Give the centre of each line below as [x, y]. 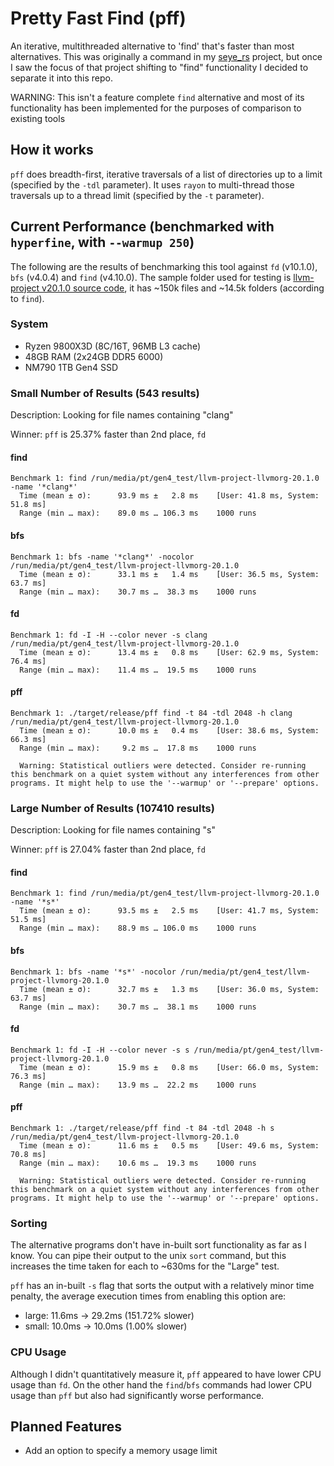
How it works [52, 150]
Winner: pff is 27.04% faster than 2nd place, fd [108, 849]
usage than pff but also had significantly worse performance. [137, 1395]
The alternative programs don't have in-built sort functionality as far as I [158, 1245]
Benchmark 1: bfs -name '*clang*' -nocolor [102, 557]
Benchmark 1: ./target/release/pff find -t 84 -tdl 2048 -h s [142, 1128]
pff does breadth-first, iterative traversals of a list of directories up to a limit [166, 174]
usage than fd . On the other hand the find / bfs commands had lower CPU [161, 1384]
